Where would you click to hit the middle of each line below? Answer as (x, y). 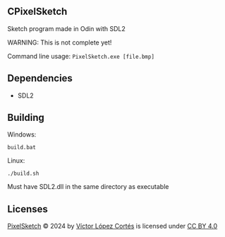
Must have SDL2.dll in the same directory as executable (88, 187)
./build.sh (23, 174)
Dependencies (40, 78)
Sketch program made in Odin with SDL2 (66, 28)
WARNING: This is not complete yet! (60, 42)
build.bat (22, 148)
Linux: (16, 161)
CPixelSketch (37, 12)
